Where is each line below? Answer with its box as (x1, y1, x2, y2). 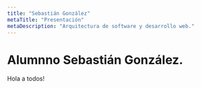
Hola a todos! (7, 74, 45, 83)
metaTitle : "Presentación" (7, 16, 84, 23)
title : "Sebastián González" (7, 10, 91, 17)
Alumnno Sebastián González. (7, 52, 184, 68)
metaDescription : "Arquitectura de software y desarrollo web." (7, 23, 195, 29)
